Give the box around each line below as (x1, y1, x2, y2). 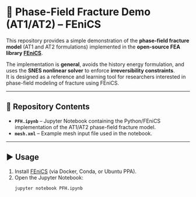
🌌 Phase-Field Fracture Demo (6, 5, 150, 19)
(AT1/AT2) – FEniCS (6, 18, 101, 31)
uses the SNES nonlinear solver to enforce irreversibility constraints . (6, 67, 175, 74)
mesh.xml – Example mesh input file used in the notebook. (14, 130, 153, 137)
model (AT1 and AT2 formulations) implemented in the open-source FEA (6, 43, 181, 50)
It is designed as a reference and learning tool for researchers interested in (6, 73, 186, 80)
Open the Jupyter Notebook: (14, 174, 83, 181)
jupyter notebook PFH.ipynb (14, 185, 83, 191)
